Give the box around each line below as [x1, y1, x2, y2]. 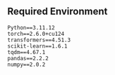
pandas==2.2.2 [7, 55, 49, 62]
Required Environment [7, 6, 108, 18]
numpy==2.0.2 [7, 61, 46, 68]
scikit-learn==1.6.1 [7, 42, 68, 50]
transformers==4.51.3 [7, 36, 71, 43]
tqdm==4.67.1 [7, 48, 46, 55]
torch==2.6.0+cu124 [7, 30, 65, 37]
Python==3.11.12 [7, 24, 55, 31]
